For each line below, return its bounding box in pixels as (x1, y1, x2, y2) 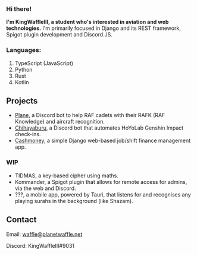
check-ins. (14, 131, 41, 138)
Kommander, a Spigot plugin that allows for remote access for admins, (14, 178, 187, 185)
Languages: (6, 46, 42, 54)
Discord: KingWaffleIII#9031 (6, 242, 75, 249)
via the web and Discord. (14, 185, 76, 192)
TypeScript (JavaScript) (14, 59, 73, 67)
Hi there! (6, 5, 32, 13)
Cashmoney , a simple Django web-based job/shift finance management (14, 137, 191, 145)
